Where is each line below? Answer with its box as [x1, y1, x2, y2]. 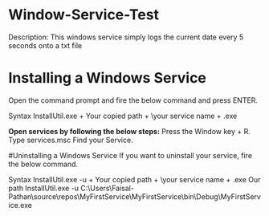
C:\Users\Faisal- [79, 183, 135, 193]
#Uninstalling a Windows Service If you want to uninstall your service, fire [8, 150, 253, 160]
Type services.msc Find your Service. [8, 135, 134, 145]
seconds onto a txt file [8, 40, 83, 50]
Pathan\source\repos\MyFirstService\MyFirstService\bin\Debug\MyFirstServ [8, 191, 261, 202]
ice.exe [8, 200, 32, 210]
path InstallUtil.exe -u [8, 183, 79, 193]
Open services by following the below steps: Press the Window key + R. [8, 126, 251, 136]
